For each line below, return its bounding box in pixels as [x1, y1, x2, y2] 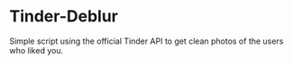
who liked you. [9, 45, 64, 55]
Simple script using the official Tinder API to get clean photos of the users [9, 36, 284, 46]
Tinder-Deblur [9, 6, 119, 27]
